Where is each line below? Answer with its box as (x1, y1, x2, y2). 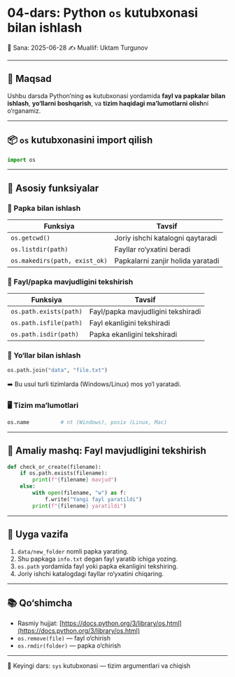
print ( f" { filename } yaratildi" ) (32, 502, 127, 510)
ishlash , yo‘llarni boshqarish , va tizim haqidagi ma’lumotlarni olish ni (7, 99, 209, 107)
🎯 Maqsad (7, 73, 52, 85)
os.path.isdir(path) (10, 331, 79, 338)
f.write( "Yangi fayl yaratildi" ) (44, 495, 142, 502)
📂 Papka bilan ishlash (7, 203, 81, 213)
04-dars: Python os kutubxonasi (7, 5, 198, 21)
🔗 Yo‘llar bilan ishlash (7, 350, 81, 360)
